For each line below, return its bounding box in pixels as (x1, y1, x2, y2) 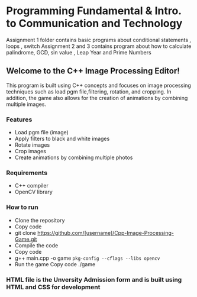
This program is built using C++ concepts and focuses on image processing (6, 82, 191, 89)
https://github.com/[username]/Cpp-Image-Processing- (37, 229, 175, 236)
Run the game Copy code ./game (14, 260, 96, 267)
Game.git (14, 235, 37, 243)
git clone (14, 229, 37, 236)
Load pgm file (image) (14, 129, 69, 136)
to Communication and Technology (6, 17, 183, 30)
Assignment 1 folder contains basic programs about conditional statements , (6, 36, 191, 43)
